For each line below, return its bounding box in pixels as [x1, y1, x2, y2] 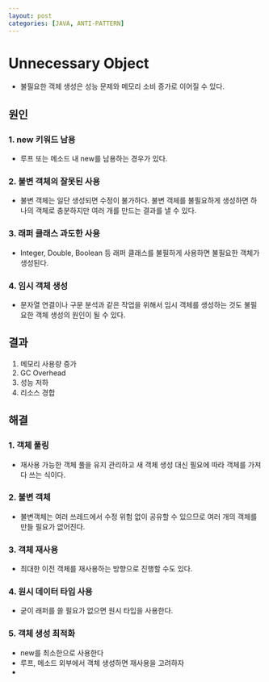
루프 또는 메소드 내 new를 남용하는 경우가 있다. [19, 154, 168, 164]
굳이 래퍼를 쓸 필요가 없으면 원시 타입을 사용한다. [19, 606, 174, 616]
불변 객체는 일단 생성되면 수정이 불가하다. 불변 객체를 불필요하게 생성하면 [19, 195, 249, 206]
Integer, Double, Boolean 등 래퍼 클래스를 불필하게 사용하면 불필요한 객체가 [19, 248, 260, 257]
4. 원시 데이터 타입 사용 [8, 586, 93, 597]
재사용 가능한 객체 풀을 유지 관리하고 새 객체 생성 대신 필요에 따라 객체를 [19, 459, 246, 469]
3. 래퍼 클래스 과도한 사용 [8, 228, 101, 239]
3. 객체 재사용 [8, 544, 59, 555]
